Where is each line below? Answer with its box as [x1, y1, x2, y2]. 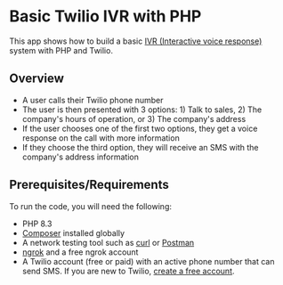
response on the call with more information [21, 132, 180, 143]
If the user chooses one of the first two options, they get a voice [21, 123, 258, 134]
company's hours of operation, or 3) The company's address [21, 113, 247, 124]
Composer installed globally [21, 227, 125, 238]
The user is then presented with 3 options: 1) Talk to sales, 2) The [21, 104, 263, 115]
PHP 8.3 [21, 218, 53, 229]
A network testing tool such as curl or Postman [21, 237, 195, 248]
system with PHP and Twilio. [9, 45, 114, 55]
